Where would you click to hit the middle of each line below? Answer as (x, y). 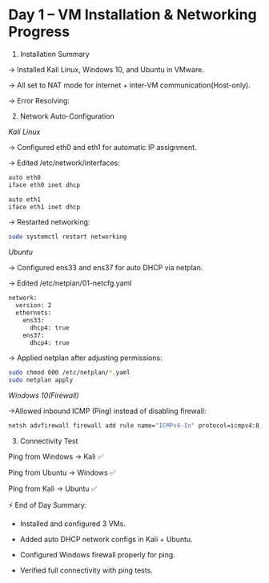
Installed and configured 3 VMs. (72, 524)
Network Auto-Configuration (67, 116)
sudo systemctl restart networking (68, 237)
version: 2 (34, 306)
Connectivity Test (49, 441)
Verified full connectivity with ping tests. (86, 570)
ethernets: (34, 313)
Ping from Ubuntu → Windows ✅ (62, 473)
